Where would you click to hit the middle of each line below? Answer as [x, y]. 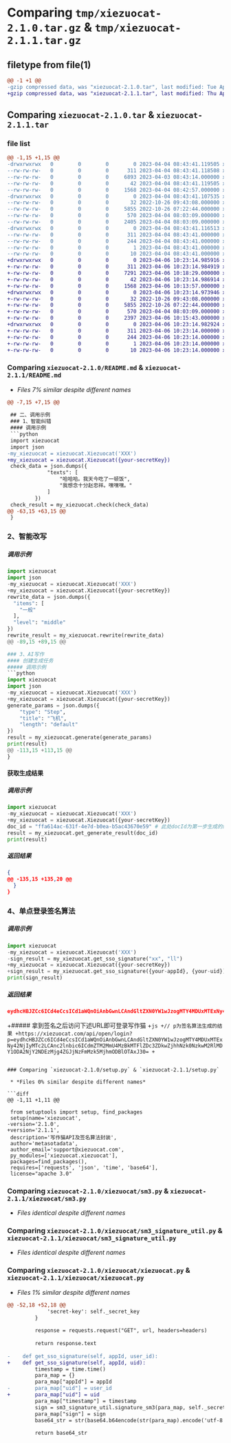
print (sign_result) [35, 978]
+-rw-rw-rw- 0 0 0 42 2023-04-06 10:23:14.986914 [113, 279]
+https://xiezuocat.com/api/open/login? [74, 1034]
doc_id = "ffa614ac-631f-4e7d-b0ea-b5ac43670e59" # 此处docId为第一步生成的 [115, 826]
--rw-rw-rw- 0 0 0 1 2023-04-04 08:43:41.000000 [113, 247]
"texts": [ [63, 473]
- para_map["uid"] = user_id [59, 1389]
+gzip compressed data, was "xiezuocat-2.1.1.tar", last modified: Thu [112, 93]
